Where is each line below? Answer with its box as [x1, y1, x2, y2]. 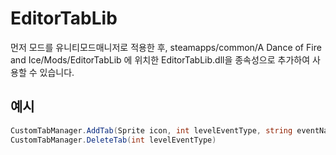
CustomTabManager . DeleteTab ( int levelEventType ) [10, 135, 217, 145]
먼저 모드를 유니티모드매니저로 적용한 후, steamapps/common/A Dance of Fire [10, 41, 322, 53]
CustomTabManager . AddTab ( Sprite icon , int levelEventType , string [10, 125, 293, 136]
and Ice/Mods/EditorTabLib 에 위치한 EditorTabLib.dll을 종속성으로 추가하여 [10, 53, 311, 66]
